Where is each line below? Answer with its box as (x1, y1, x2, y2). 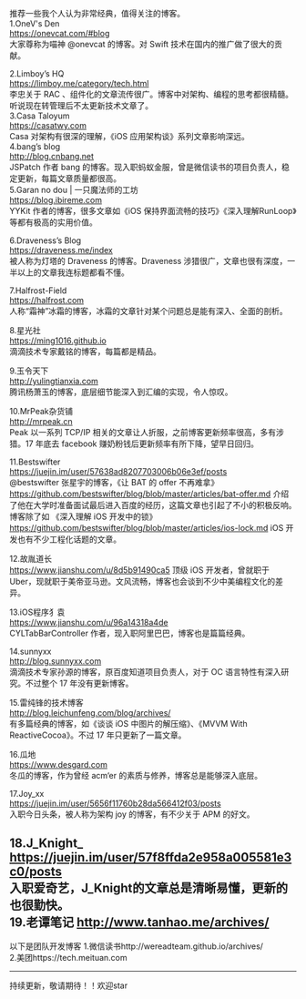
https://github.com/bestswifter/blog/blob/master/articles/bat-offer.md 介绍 (9, 488, 290, 499)
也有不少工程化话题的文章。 (16, 534, 121, 545)
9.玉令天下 (9, 365, 49, 376)
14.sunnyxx (9, 646, 52, 657)
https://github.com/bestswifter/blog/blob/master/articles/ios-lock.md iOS (9, 523, 284, 533)
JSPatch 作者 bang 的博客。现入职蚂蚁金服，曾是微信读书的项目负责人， (9, 162, 282, 172)
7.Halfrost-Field (9, 285, 67, 296)
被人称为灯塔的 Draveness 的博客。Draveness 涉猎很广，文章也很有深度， (9, 256, 288, 266)
